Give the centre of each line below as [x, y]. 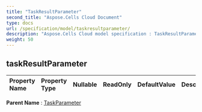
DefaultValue [156, 84]
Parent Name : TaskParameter [44, 102]
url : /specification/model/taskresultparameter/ [68, 28]
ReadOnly [118, 84]
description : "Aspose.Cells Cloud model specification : [79, 34]
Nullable [85, 84]
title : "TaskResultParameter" [44, 12]
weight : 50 [20, 40]
